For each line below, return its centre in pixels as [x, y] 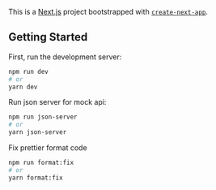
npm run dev [28, 71]
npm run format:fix [41, 163]
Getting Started [48, 37]
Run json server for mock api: [57, 102]
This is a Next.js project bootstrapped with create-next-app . [108, 12]
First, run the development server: [65, 57]
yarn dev [23, 87]
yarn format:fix [36, 178]
